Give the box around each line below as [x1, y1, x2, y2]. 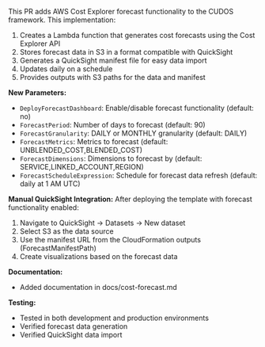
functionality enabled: [8, 203, 79, 212]
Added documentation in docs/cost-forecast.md [19, 283, 178, 292]
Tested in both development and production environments [19, 313, 210, 322]
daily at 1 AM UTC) [19, 179, 81, 189]
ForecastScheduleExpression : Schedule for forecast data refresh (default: [19, 170, 258, 180]
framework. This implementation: [8, 15, 116, 25]
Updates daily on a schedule [19, 64, 113, 74]
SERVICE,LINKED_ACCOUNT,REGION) [19, 162, 144, 171]
